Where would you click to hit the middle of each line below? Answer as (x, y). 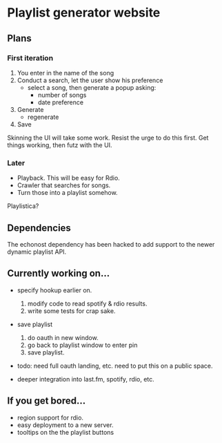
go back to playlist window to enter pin (82, 345)
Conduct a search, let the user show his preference (90, 80)
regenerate (43, 117)
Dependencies (39, 228)
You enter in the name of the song (65, 73)
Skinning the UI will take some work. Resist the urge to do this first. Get (108, 138)
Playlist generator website (84, 13)
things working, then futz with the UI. (60, 145)
